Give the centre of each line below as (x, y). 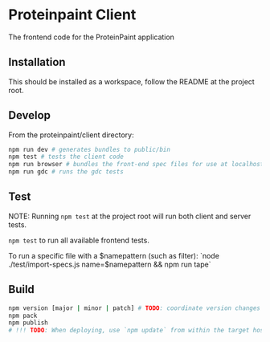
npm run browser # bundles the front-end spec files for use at (118, 165)
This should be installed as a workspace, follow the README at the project (131, 81)
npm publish (28, 323)
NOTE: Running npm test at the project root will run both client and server (130, 216)
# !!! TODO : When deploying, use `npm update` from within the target (129, 331)
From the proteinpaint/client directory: (71, 135)
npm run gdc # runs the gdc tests (66, 172)
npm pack (23, 316)
